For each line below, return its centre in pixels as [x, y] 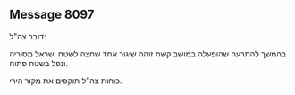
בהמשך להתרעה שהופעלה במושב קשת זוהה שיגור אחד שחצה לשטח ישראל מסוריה [148, 54]
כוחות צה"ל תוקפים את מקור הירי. [66, 81]
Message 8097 [52, 15]
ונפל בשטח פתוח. [39, 63]
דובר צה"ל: [28, 36]
